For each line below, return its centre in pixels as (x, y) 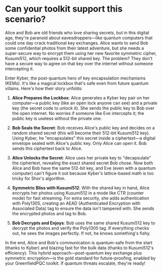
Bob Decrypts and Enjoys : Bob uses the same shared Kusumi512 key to (84, 223)
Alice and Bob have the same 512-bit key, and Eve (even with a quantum (84, 168)
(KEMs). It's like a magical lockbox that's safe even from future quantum (77, 83)
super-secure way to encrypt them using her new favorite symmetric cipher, (81, 53)
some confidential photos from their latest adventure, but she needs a (74, 48)
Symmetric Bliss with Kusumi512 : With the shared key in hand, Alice (81, 188)
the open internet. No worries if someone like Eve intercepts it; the (78, 113)
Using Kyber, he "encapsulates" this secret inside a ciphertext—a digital (84, 138)
